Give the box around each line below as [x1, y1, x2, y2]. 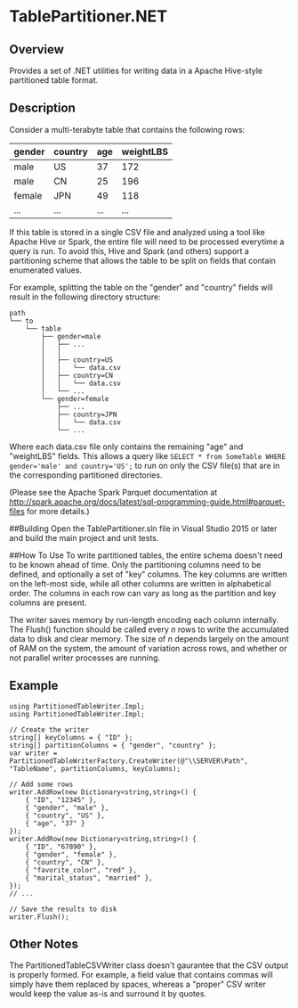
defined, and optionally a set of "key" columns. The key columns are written [9, 569, 287, 579]
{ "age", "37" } [25, 818, 86, 828]
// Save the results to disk [9, 905, 117, 914]
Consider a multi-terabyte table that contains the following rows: [9, 124, 246, 135]
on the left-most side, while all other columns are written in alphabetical [9, 578, 271, 589]
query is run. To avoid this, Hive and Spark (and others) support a [9, 245, 249, 256]
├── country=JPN [56, 410, 117, 419]
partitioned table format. [9, 75, 99, 86]
